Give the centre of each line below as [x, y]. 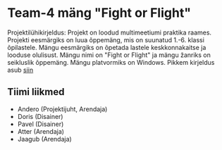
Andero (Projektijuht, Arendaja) [62, 109]
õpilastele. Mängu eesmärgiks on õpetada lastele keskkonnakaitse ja [107, 47]
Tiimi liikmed [36, 92]
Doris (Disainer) [40, 116]
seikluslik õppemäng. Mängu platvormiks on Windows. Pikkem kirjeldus [111, 62]
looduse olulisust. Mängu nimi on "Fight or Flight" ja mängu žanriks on [109, 55]
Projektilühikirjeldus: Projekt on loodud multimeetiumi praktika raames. [110, 32]
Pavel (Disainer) [41, 124]
